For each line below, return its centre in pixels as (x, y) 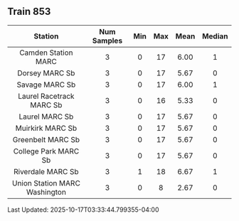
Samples (107, 41)
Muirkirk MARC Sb (46, 128)
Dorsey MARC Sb (46, 72)
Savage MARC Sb (46, 85)
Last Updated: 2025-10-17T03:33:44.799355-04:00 (83, 210)
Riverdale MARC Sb (47, 171)
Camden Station (46, 53)
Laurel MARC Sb (46, 117)
